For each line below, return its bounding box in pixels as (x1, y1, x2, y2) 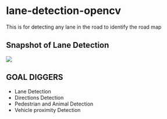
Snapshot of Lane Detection (6, 40, 109, 50)
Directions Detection (14, 94, 64, 101)
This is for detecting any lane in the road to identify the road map (6, 23, 162, 30)
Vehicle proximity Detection (14, 106, 81, 113)
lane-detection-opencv (6, 4, 121, 17)
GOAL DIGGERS (6, 72, 63, 82)
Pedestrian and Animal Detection (14, 100, 94, 107)
